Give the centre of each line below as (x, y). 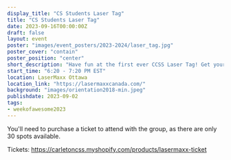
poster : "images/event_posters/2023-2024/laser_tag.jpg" (90, 45)
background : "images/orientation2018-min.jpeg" (77, 90)
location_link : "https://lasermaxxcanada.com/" (77, 84)
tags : (15, 103)
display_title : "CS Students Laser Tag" (66, 13)
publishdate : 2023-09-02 (43, 97)
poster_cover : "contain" (43, 52)
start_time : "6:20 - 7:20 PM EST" (57, 71)
